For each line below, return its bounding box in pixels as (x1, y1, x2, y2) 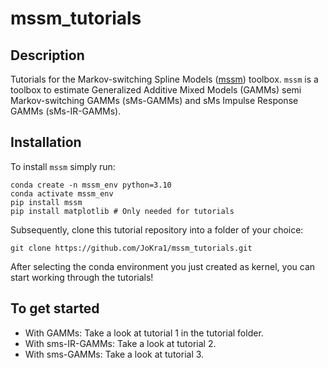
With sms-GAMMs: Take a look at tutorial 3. (24, 348, 205, 360)
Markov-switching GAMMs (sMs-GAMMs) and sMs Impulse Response (10, 95, 299, 106)
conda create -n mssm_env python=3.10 (10, 180, 172, 190)
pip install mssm (10, 197, 83, 207)
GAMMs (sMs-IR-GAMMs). (10, 105, 122, 117)
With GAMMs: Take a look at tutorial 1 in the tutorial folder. (24, 327, 264, 339)
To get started (10, 300, 100, 317)
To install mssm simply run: (10, 160, 116, 172)
